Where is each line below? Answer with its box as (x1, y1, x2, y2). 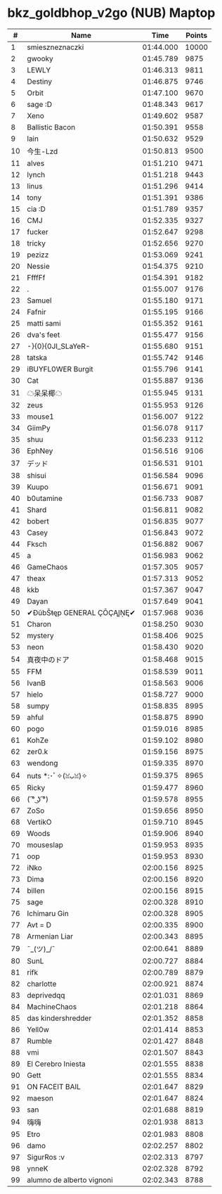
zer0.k (27, 747, 48, 756)
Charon (27, 619, 51, 629)
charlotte (27, 979, 57, 989)
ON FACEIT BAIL (27, 1081, 81, 1091)
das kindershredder (27, 1013, 92, 1023)
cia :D (27, 204, 46, 214)
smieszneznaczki (27, 42, 84, 52)
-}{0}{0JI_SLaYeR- (27, 341, 91, 351)
